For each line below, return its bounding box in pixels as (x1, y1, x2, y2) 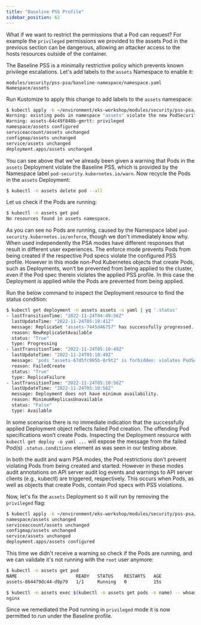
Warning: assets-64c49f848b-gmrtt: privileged (6, 118, 124, 124)
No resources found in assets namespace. (6, 216, 111, 222)
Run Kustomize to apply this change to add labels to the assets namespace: (6, 95, 193, 103)
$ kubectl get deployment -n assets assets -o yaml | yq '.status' (6, 307, 178, 313)
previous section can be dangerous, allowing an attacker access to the (6, 43, 181, 51)
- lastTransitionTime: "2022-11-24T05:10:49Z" (6, 346, 124, 352)
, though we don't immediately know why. (86, 233, 190, 240)
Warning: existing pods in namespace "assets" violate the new (6, 112, 167, 119)
